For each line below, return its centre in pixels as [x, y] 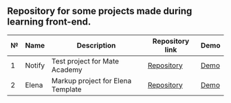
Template [66, 89]
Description [96, 45]
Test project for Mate [85, 61]
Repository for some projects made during [100, 11]
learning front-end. [49, 22]
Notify [35, 65]
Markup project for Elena [91, 80]
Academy [67, 70]
